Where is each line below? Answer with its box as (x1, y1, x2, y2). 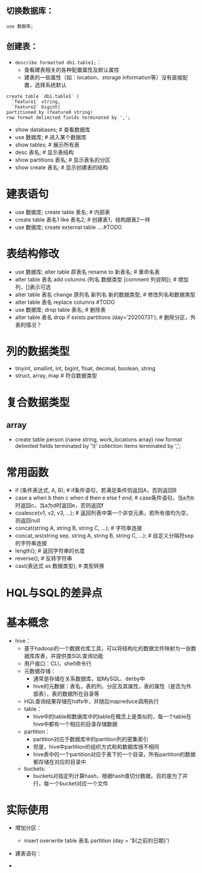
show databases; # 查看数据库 (14, 126, 90, 133)
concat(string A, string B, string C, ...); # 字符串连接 (14, 524, 142, 532)
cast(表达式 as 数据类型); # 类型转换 (14, 562, 105, 570)
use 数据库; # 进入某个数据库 (14, 133, 87, 140)
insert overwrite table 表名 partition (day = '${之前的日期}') (24, 837, 170, 845)
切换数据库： (6, 5, 54, 16)
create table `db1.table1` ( (6, 93, 80, 99)
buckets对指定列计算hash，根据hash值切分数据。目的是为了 (33, 772, 183, 779)
